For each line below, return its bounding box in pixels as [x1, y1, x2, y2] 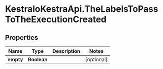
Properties [5, 33, 38, 42]
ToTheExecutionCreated [5, 14, 107, 25]
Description [52, 48, 80, 54]
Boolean [28, 56, 48, 63]
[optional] [85, 56, 108, 63]
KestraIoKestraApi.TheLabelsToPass [5, 3, 159, 15]
